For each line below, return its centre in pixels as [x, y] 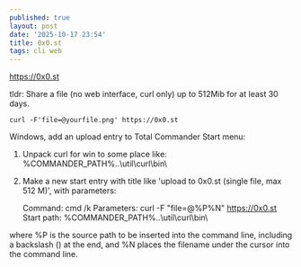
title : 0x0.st [36, 43]
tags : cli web [36, 51]
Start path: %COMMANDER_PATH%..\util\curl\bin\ [115, 218]
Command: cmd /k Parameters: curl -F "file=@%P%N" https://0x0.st [149, 209]
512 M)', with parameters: [69, 191]
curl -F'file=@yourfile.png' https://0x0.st [94, 120]
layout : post [34, 26]
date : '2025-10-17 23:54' [58, 34]
